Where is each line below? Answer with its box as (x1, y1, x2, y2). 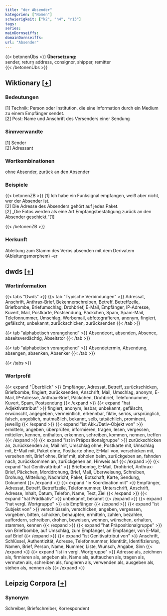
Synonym (5, 594, 29, 601)
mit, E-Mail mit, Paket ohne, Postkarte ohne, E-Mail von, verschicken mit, (5, 447, 155, 453)
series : (5, 26, 21, 31)
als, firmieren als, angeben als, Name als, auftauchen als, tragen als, (5, 554, 146, 560)
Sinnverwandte (5, 128, 43, 135)
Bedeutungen (5, 94, 39, 101)
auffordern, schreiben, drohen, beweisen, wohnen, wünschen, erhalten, (5, 516, 153, 523)
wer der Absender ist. (5, 198, 50, 204)
